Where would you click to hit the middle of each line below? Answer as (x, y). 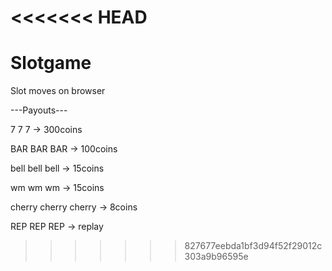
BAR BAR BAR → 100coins (64, 149)
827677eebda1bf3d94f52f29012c (253, 246)
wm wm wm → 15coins (57, 188)
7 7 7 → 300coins (46, 130)
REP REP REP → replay (57, 227)
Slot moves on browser (58, 91)
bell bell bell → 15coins (57, 168)
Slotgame (51, 63)
